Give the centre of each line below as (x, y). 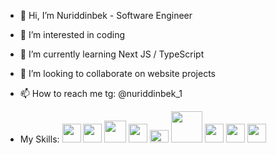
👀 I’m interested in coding (72, 34)
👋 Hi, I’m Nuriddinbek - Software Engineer (106, 15)
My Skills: (39, 139)
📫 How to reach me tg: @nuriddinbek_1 (101, 93)
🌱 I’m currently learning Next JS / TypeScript (112, 54)
